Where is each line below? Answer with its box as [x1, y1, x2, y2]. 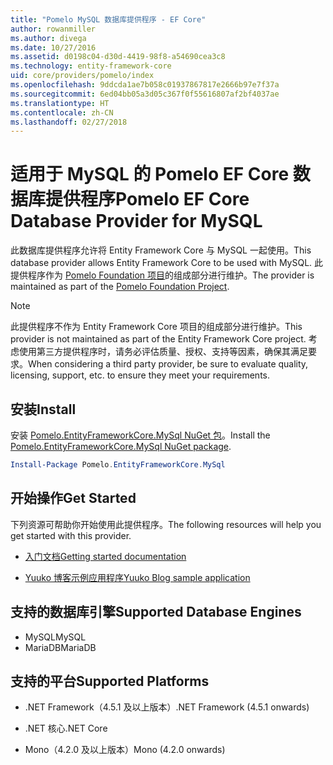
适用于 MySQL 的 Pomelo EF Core [10, 163, 290, 186]
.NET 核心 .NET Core [24, 722, 108, 735]
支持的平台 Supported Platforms [10, 672, 210, 690]
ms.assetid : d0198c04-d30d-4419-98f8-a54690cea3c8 [10, 52, 226, 62]
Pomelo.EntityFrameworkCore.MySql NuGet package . [10, 441, 232, 452]
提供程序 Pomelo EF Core [45, 188, 250, 211]
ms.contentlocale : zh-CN [10, 107, 114, 118]
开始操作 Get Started [10, 490, 137, 507]
